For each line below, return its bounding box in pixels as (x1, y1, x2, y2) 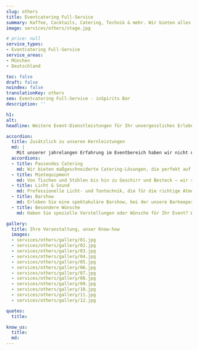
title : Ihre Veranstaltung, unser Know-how (11, 226, 120, 232)
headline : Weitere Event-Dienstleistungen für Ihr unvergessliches (6, 123, 176, 128)
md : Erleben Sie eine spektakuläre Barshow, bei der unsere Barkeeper (16, 199, 194, 205)
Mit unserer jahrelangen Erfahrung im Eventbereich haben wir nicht (16, 150, 189, 156)
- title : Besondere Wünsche (11, 204, 81, 210)
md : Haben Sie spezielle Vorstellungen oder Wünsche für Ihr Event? (16, 210, 189, 216)
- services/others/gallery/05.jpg (11, 259, 96, 265)
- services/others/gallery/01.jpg (11, 237, 96, 243)
